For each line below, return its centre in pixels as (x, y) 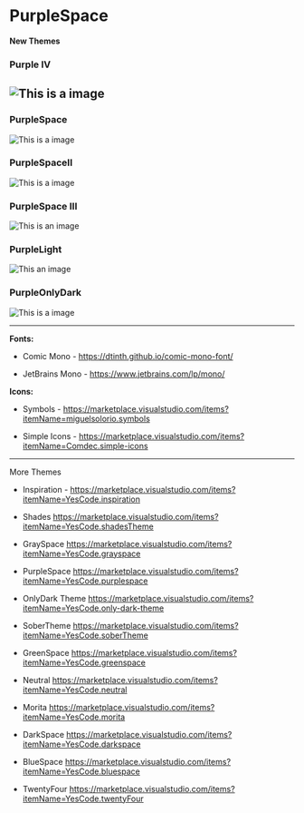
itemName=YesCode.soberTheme (85, 635)
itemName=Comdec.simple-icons (85, 446)
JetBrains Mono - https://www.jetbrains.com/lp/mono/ (123, 374)
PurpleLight (36, 250)
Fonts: (22, 338)
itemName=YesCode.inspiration (81, 499)
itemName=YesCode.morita (74, 717)
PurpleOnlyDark (46, 293)
